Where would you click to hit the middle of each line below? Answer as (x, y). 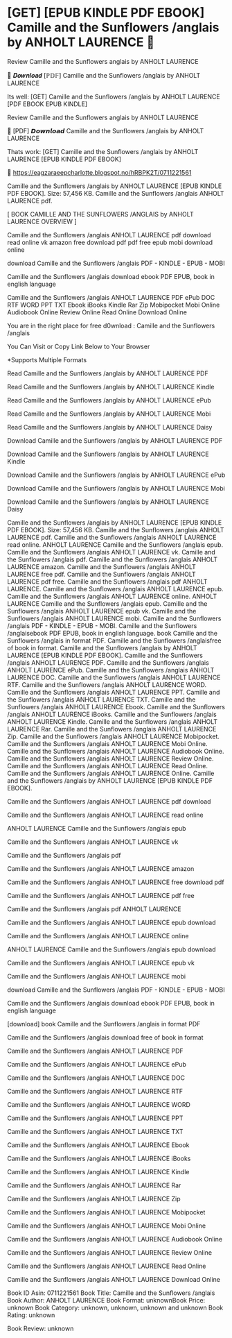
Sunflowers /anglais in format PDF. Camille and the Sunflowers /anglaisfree (114, 641)
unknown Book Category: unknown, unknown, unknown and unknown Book (115, 1307)
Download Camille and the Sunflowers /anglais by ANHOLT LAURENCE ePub (116, 475)
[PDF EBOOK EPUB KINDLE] (47, 104)
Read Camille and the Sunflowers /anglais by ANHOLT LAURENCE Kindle (111, 387)
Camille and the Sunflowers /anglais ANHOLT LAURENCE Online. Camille (111, 773)
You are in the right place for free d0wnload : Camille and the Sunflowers (111, 325)
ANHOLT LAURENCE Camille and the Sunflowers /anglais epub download (111, 949)
